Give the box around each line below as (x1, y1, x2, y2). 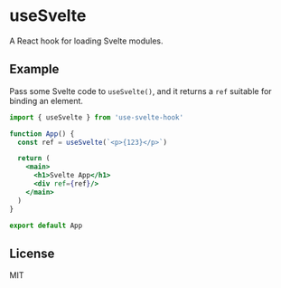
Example (9, 62, 60, 77)
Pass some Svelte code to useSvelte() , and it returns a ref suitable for (9, 85, 273, 96)
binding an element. (9, 95, 84, 106)
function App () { (9, 129, 75, 139)
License (9, 245, 55, 261)
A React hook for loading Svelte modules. (9, 35, 164, 46)
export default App (9, 221, 83, 230)
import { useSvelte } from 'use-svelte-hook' (9, 112, 183, 122)
